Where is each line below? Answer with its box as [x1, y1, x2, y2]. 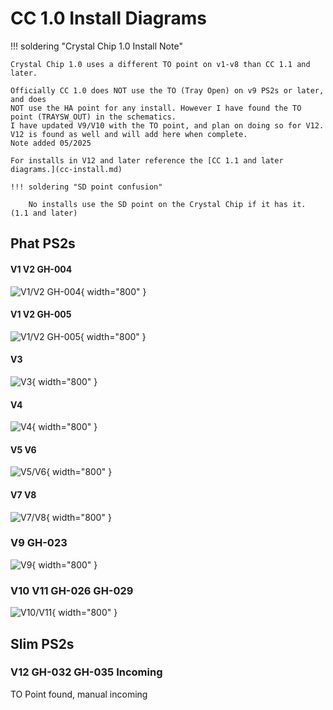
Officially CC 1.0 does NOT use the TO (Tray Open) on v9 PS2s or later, [10, 85, 325, 96]
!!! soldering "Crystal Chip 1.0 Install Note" [10, 40, 183, 52]
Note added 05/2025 [10, 138, 92, 148]
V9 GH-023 [10, 536, 68, 550]
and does [10, 94, 47, 104]
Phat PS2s [10, 235, 76, 252]
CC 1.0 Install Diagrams [10, 7, 207, 30]
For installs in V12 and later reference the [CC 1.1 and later [10, 155, 284, 166]
